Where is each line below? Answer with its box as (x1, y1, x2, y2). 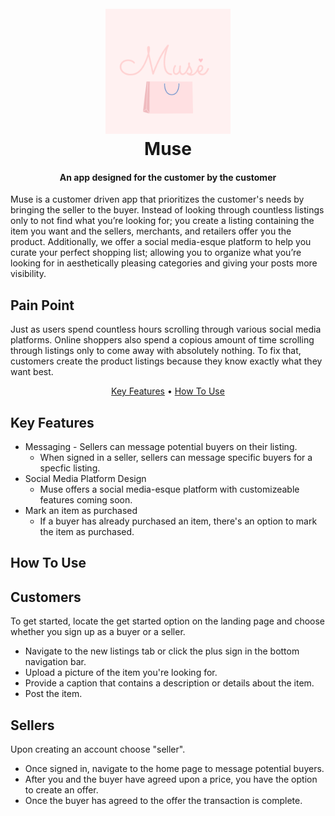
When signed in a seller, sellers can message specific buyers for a (39, 452, 313, 464)
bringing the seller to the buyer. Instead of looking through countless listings (10, 204, 325, 216)
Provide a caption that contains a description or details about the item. (24, 677, 315, 689)
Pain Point (10, 297, 75, 314)
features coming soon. (39, 494, 133, 506)
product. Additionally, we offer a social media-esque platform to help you (10, 236, 312, 248)
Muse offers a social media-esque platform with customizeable (39, 483, 300, 496)
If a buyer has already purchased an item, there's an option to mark (39, 515, 318, 527)
